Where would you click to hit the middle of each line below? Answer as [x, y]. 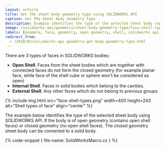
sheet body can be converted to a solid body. [51, 131]
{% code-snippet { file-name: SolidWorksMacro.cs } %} [61, 140]
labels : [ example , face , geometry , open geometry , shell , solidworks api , [83, 32]
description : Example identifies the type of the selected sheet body [79, 23]
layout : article [22, 10]
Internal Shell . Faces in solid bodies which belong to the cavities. [78, 86]
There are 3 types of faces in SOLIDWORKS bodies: [57, 55]
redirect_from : [21, 37]
